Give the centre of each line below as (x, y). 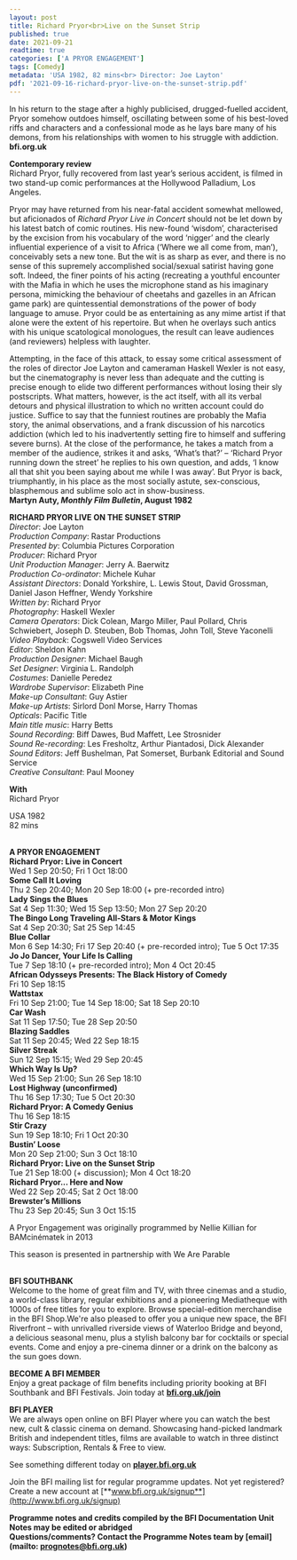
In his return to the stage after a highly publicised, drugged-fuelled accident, (149, 108)
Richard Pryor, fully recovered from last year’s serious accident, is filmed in (146, 173)
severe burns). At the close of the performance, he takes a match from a (141, 443)
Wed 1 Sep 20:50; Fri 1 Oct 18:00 (69, 870)
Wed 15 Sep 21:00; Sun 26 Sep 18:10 (75, 1078)
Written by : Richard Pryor (55, 602)
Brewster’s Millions (45, 1200)
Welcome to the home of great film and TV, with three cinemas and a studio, (148, 1290)
